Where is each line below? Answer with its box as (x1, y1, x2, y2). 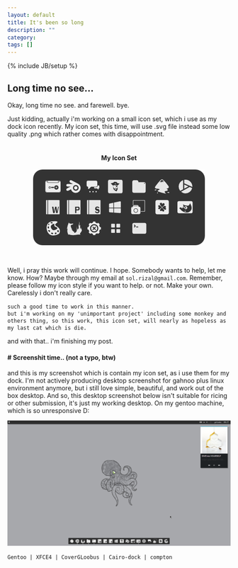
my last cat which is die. (7, 324, 87, 332)
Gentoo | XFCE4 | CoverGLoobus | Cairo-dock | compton (7, 554, 173, 561)
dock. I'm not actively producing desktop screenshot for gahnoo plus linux (7, 376, 225, 385)
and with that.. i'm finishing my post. (7, 337, 113, 346)
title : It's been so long (7, 18, 84, 26)
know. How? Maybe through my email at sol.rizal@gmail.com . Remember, (7, 273, 223, 283)
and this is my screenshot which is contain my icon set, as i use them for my (7, 369, 229, 377)
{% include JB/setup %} (7, 62, 78, 70)
